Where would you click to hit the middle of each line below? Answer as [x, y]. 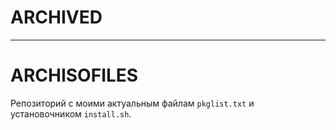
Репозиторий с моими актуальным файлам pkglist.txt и [132, 103]
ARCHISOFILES [74, 75]
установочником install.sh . [71, 113]
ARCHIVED [56, 17]
